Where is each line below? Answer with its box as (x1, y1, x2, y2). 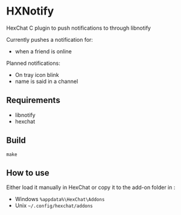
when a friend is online (14, 47, 72, 55)
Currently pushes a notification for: (6, 36, 94, 43)
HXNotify (6, 4, 54, 18)
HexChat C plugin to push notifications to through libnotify (6, 24, 151, 31)
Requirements (6, 95, 60, 105)
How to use (6, 168, 49, 178)
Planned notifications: (6, 59, 60, 67)
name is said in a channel (14, 78, 78, 85)
